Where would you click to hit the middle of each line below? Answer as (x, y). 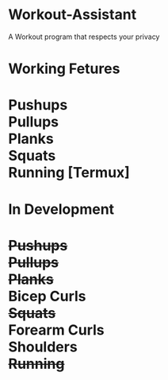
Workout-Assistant (73, 15)
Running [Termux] (69, 173)
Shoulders (43, 347)
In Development (61, 209)
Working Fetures (64, 69)
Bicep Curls (47, 296)
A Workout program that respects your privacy (84, 37)
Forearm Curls (56, 330)
